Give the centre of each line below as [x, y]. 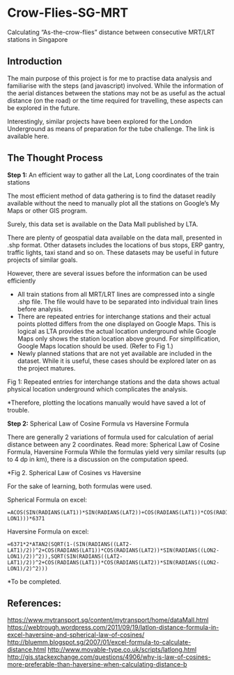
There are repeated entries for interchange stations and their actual [114, 316]
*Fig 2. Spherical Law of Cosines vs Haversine [74, 472]
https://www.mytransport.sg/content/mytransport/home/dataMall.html [108, 620]
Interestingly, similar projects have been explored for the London [100, 121]
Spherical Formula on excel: [47, 499]
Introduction [35, 62]
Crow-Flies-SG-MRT [68, 13]
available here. [28, 136]
